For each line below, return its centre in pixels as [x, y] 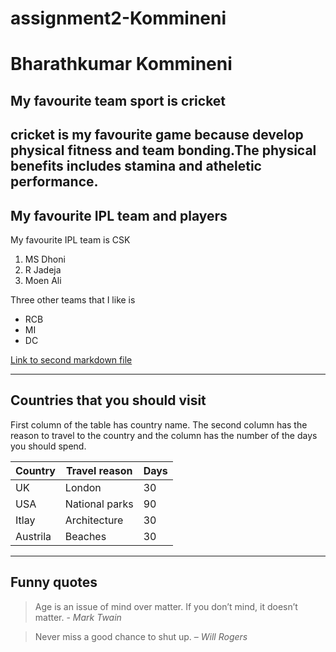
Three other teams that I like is [73, 299]
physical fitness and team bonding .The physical [163, 150]
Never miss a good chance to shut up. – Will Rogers [141, 636]
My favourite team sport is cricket [118, 100]
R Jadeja [43, 269]
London [83, 487]
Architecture [94, 520]
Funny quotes [54, 582]
